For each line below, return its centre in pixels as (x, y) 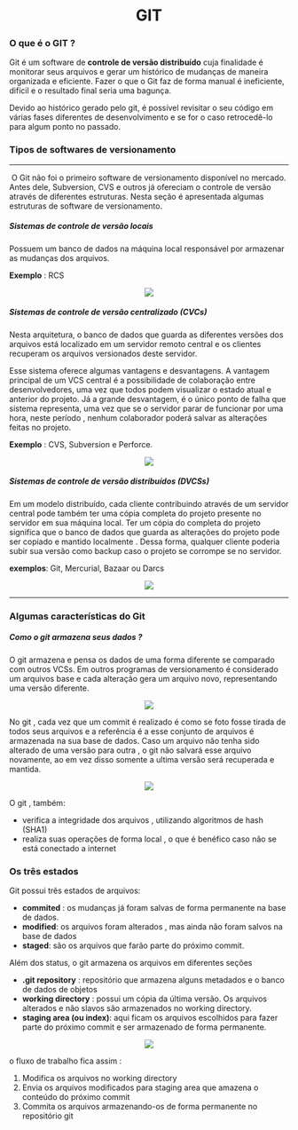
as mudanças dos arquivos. (59, 257)
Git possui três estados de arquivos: (75, 890)
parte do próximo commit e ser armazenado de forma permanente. (144, 1027)
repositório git (47, 1116)
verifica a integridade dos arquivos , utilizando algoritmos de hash (143, 820)
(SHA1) (35, 829)
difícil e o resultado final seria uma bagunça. (90, 91)
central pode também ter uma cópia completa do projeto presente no (135, 513)
